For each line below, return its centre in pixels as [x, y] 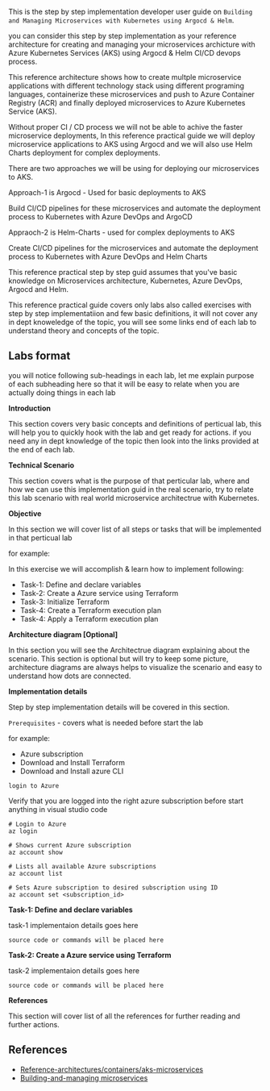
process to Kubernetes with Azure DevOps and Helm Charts [108, 256]
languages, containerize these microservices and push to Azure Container [132, 94]
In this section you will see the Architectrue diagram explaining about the [129, 650]
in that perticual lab [40, 537]
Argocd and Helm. [39, 289]
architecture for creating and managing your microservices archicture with [132, 44]
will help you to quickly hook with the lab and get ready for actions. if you [130, 432]
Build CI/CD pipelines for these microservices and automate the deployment [135, 208]
